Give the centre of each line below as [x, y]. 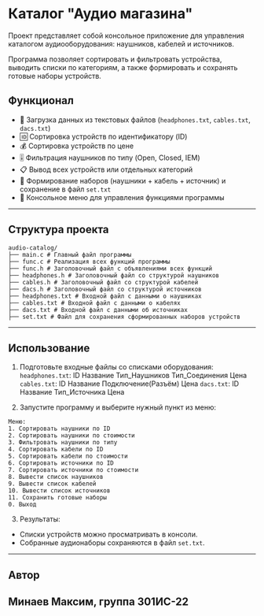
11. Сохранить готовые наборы [58, 498]
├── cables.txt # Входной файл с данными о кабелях [94, 303]
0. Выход [22, 505]
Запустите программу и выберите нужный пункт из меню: [118, 407]
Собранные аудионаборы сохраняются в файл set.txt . [112, 543]
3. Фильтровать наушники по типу [63, 443]
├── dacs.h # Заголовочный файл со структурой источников [105, 289]
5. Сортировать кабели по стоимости [68, 456]
